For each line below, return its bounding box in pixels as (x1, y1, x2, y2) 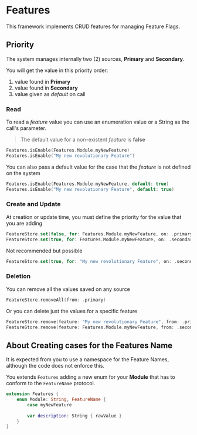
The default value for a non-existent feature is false (20, 136, 145, 143)
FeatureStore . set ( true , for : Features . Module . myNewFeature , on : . (6, 237, 172, 242)
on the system (6, 169, 41, 176)
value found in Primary (14, 78, 70, 85)
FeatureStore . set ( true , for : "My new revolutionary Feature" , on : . (6, 258, 177, 264)
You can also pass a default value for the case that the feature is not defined (6, 163, 191, 170)
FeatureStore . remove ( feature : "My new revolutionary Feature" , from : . (6, 318, 185, 325)
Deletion (6, 272, 31, 280)
